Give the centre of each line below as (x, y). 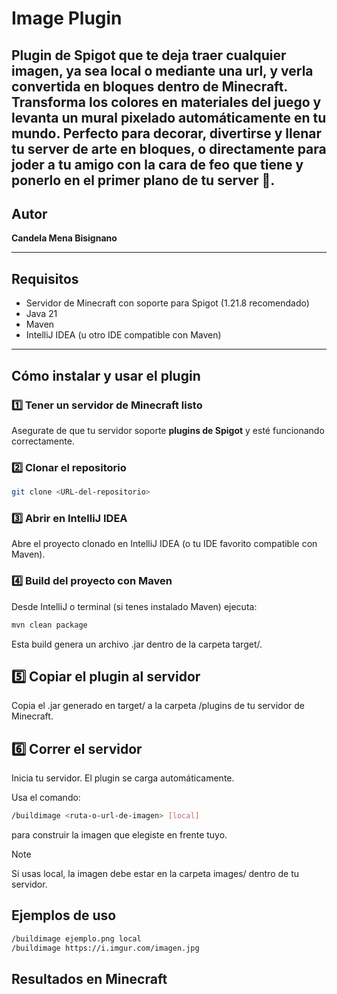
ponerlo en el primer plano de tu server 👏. (143, 180)
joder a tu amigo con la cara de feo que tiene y (157, 164)
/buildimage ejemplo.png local (76, 938)
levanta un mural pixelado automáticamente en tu (169, 117)
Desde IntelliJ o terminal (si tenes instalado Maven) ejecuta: (134, 606)
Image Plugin (67, 18)
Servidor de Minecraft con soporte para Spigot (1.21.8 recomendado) (167, 303)
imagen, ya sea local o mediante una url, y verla (162, 70)
